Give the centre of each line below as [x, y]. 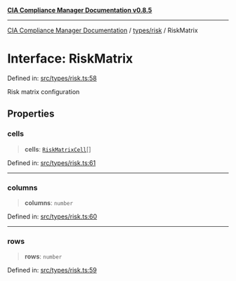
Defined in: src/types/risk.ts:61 [52, 163]
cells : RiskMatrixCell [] [58, 149]
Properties [31, 114]
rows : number [43, 256]
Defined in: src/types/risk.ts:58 [52, 78]
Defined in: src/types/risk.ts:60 [52, 216]
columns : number [49, 202]
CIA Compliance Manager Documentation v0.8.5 [80, 10]
